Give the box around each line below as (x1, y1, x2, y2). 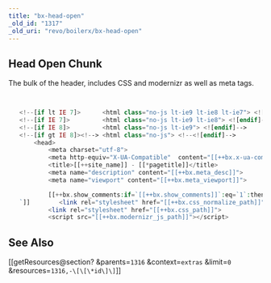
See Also (8, 235, 54, 249)
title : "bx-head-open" (8, 11, 85, 20)
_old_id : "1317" (8, 19, 63, 27)
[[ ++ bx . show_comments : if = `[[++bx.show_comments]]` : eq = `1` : (48, 191, 251, 199)
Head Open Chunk (8, 57, 102, 70)
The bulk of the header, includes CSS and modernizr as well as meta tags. (8, 78, 254, 88)
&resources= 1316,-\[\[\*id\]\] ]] (8, 266, 122, 276)
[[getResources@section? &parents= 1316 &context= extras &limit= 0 (8, 257, 231, 267)
